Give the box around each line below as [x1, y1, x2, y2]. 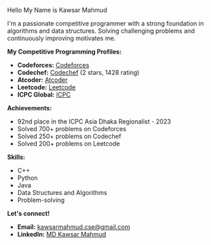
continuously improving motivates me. [7, 34, 116, 42]
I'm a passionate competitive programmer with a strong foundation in [7, 19, 204, 27]
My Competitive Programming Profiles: [7, 48, 122, 56]
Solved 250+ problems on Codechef [17, 132, 122, 140]
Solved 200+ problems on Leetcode [17, 140, 120, 148]
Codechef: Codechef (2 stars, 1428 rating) [17, 69, 140, 76]
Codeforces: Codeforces [17, 61, 90, 69]
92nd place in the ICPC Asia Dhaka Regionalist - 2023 [17, 117, 172, 126]
